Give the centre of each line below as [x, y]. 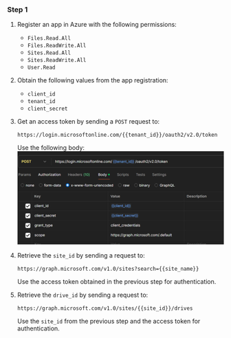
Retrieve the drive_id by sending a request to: [82, 295]
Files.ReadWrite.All [57, 46]
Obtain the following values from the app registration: [92, 80]
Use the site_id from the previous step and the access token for [109, 322]
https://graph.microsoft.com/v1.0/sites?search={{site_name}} [108, 269]
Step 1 [18, 10]
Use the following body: [51, 148]
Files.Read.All [49, 38]
